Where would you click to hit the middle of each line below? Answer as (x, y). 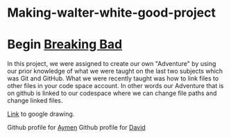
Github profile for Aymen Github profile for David (76, 128)
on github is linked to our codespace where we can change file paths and (112, 93)
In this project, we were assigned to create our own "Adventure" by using (112, 64)
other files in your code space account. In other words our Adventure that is (115, 86)
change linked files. (35, 101)
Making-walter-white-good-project (112, 13)
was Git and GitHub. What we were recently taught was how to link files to (113, 78)
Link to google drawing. (41, 114)
